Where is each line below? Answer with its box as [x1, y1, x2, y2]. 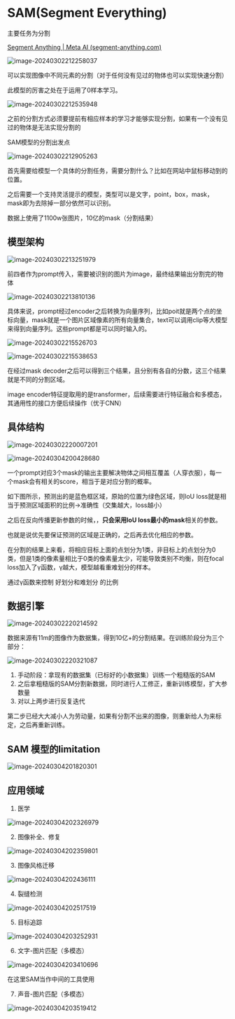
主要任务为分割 [7, 29, 50, 37]
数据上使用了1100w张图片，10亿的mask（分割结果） [7, 214, 157, 222]
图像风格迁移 [17, 861, 55, 869]
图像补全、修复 [17, 833, 61, 841]
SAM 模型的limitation [7, 743, 101, 755]
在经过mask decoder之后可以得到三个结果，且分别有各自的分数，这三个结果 [7, 366, 227, 375]
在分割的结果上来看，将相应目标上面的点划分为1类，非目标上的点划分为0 [7, 545, 216, 554]
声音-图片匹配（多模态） [17, 990, 89, 998]
